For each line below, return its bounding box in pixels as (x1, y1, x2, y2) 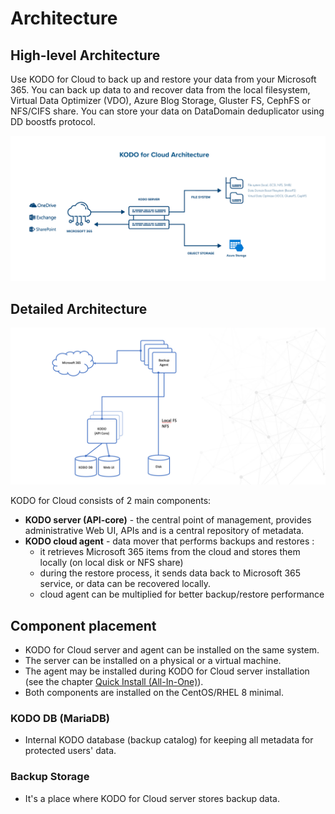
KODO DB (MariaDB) (10, 711, 110, 725)
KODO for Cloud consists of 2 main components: (10, 495, 212, 507)
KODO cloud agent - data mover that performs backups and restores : (24, 535, 315, 547)
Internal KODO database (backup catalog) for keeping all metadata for (24, 734, 314, 746)
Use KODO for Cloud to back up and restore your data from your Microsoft (10, 73, 317, 85)
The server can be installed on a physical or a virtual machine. (24, 654, 282, 666)
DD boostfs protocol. (10, 116, 96, 127)
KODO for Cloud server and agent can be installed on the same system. (24, 643, 320, 656)
